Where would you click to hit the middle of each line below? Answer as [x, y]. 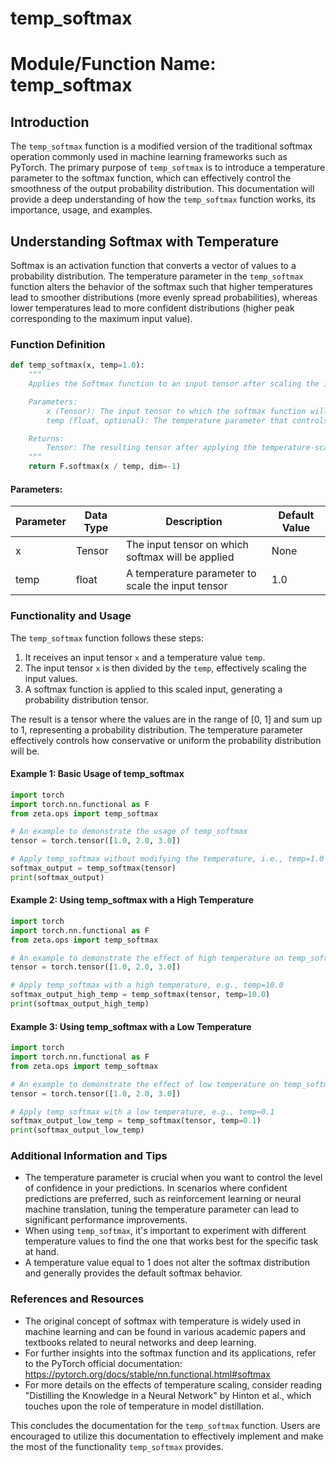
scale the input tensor [176, 586]
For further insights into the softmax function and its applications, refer [170, 1353]
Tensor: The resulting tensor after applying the [151, 448]
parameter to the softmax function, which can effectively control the [151, 178]
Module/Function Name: [113, 64]
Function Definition [58, 344]
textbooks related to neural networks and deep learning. [140, 1342]
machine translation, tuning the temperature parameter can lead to [162, 1209]
